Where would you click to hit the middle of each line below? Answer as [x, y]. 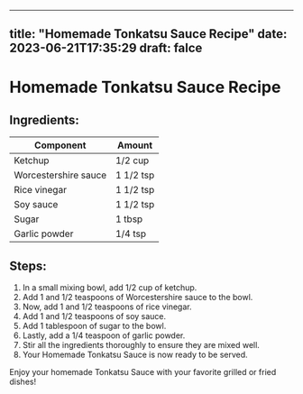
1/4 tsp [131, 234]
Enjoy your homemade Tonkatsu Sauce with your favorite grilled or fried [143, 372]
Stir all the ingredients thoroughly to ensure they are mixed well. [141, 345]
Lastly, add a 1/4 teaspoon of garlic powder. [104, 335]
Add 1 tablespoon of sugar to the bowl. [94, 326]
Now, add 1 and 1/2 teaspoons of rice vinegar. [107, 307]
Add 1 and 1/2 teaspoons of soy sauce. [94, 316]
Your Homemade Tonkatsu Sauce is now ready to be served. [135, 355]
